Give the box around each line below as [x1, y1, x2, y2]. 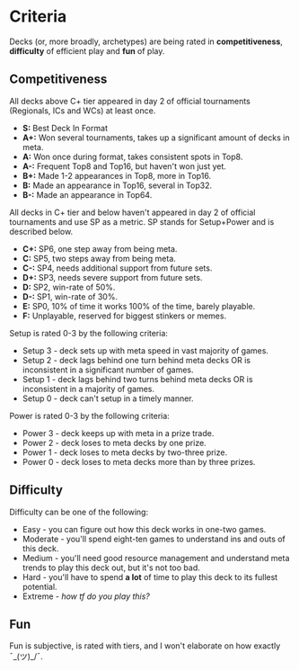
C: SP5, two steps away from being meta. [22, 253, 177, 264]
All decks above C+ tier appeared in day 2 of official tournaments [9, 95, 251, 106]
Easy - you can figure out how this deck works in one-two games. [22, 523, 267, 534]
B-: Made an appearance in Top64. [22, 189, 153, 200]
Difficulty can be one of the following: [9, 506, 149, 517]
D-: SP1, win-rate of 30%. [22, 290, 119, 302]
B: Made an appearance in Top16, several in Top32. [22, 180, 213, 191]
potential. [22, 581, 57, 592]
